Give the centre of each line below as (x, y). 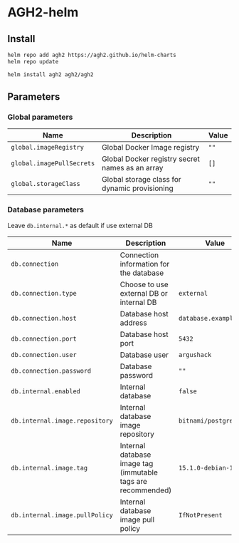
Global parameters (40, 117)
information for (145, 264)
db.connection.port (44, 338)
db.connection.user (44, 355)
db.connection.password (51, 371)
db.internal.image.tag (49, 468)
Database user (144, 355)
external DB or (144, 293)
